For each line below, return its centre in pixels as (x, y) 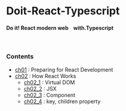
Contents (20, 57)
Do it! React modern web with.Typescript (60, 27)
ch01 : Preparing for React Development (64, 69)
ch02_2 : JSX (40, 88)
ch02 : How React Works (45, 76)
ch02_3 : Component (50, 95)
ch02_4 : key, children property (62, 101)
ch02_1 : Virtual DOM (49, 82)
